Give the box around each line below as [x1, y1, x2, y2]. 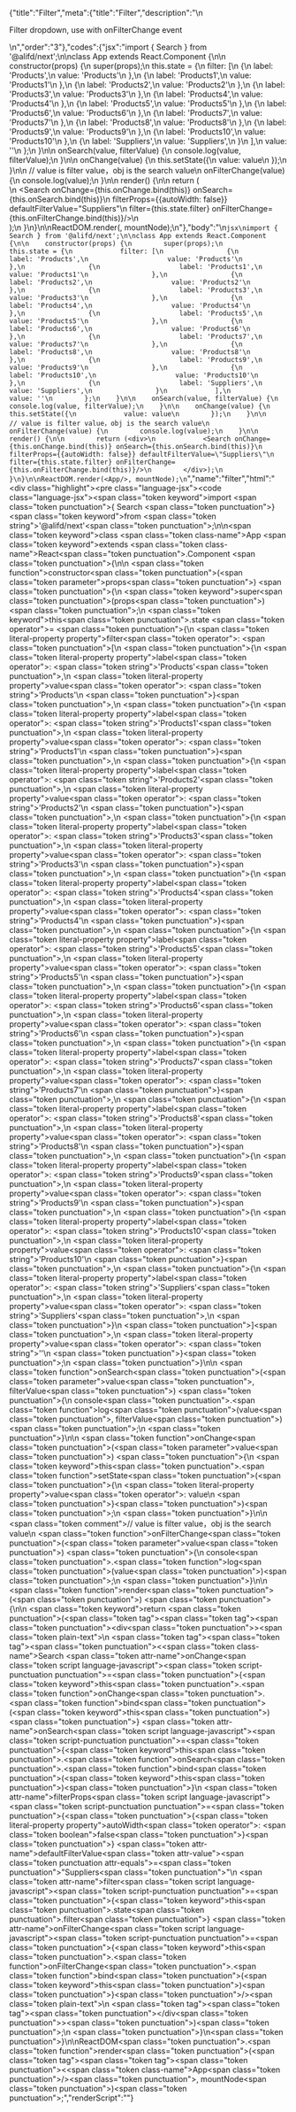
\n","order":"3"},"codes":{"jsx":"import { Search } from [9, 42, 208, 52]
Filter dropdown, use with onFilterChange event [9, 25, 183, 35]
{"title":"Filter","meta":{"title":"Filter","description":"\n [9, 8, 203, 18]
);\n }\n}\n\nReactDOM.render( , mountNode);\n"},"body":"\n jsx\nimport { [9, 222, 278, 233]
